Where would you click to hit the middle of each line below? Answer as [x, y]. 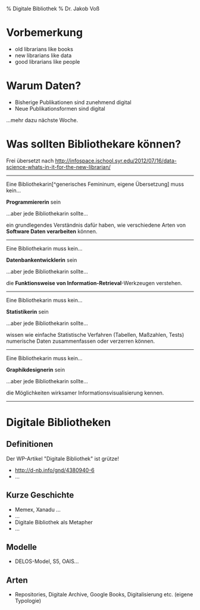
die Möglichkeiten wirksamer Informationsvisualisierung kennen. [85, 393]
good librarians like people [47, 61]
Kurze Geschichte [40, 495]
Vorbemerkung [45, 33]
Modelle [22, 547]
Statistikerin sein [27, 311]
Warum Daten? [44, 86]
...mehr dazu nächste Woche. [42, 120]
